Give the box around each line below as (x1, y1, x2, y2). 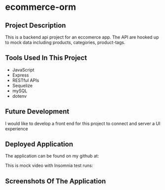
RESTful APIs (12, 77, 40, 83)
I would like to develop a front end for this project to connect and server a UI (5, 120, 161, 126)
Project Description (5, 21, 66, 30)
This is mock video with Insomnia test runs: (5, 162, 93, 169)
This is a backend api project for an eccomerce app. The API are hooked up (5, 34, 159, 40)
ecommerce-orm (5, 1, 77, 13)
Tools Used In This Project (5, 54, 87, 62)
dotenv (12, 93, 27, 99)
